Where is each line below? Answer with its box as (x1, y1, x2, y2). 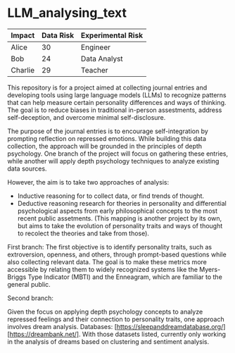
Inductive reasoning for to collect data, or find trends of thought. (17, 192, 205, 200)
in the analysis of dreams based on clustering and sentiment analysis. (7, 337, 210, 346)
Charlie (11, 65, 35, 75)
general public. (7, 280, 51, 288)
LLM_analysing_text (7, 5, 127, 21)
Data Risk (41, 30, 75, 40)
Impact (11, 30, 35, 40)
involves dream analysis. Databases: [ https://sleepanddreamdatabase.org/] (7, 322, 226, 330)
